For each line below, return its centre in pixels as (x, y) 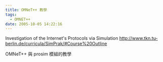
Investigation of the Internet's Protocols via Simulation (62, 38)
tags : (11, 15)
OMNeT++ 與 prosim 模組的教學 (39, 54)
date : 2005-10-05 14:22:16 (34, 24)
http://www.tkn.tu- (139, 38)
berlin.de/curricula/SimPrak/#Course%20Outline (56, 44)
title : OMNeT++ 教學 (26, 10)
